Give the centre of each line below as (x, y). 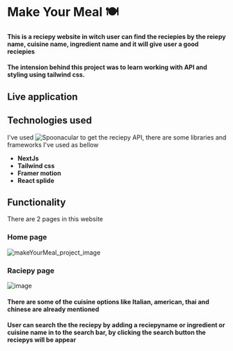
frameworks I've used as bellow (53, 144)
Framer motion (39, 173)
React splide (36, 180)
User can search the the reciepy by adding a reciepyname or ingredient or (116, 325)
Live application (43, 97)
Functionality (37, 202)
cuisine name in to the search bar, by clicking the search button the (106, 333)
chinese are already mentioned (53, 309)
